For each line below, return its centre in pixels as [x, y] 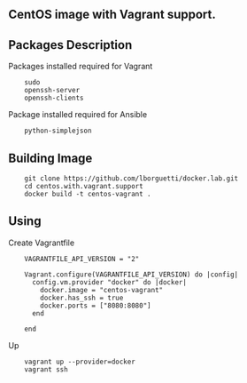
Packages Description [70, 45]
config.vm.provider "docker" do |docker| [109, 282]
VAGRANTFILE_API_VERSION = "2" [82, 259]
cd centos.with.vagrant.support [84, 187]
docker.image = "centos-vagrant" [102, 290]
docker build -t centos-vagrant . [88, 195]
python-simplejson [58, 131]
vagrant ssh [46, 369]
